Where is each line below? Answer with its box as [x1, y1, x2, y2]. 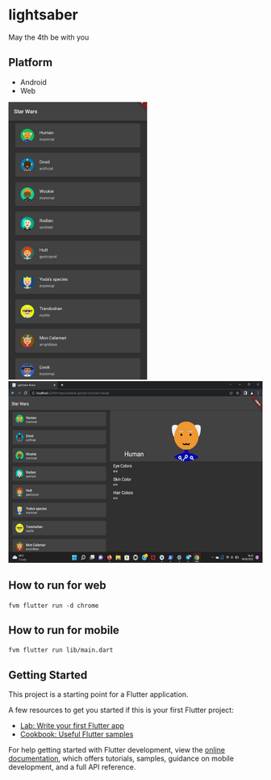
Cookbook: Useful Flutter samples [19, 729, 134, 740]
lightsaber [8, 6, 79, 24]
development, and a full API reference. [8, 762, 136, 772]
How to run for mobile [8, 623, 119, 637]
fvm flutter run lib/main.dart [8, 646, 114, 655]
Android [19, 77, 47, 86]
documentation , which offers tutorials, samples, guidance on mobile [8, 753, 234, 764]
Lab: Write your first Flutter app [19, 721, 125, 731]
